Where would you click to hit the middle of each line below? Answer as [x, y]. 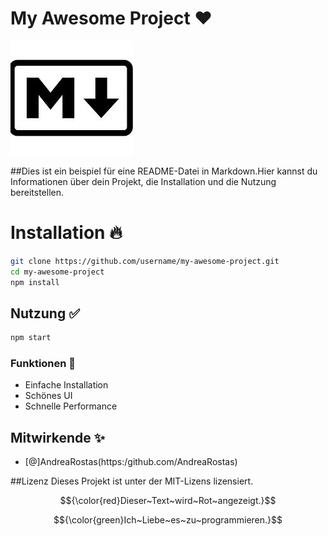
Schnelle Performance [71, 406]
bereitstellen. [37, 192]
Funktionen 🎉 [43, 364]
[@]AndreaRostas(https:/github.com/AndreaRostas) [131, 462]
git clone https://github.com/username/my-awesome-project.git [145, 261]
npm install [35, 282]
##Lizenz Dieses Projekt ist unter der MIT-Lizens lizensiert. [132, 481]
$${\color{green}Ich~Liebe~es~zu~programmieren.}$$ [168, 520]
